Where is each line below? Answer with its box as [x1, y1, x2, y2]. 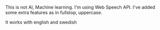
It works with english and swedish [5, 19, 77, 25]
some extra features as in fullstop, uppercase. [5, 9, 103, 15]
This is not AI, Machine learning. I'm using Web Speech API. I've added [5, 4, 155, 10]
